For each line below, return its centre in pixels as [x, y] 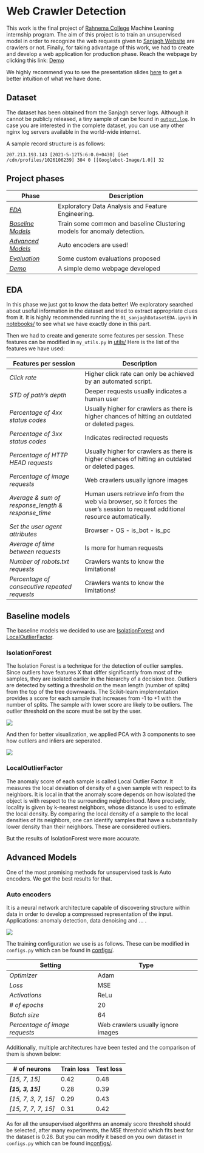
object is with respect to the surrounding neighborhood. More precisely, [96, 800]
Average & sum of [35, 498]
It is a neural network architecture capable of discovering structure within [98, 907]
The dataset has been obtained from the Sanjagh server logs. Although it [97, 112]
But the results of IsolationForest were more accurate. [73, 838]
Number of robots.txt [39, 562]
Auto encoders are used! [93, 244]
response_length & [36, 505]
